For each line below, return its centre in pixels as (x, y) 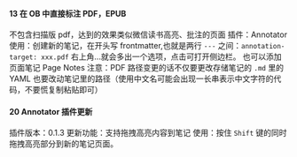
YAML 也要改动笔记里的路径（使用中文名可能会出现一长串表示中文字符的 (141, 78)
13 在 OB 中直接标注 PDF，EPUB (68, 13)
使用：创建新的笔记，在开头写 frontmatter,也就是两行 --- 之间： (125, 46)
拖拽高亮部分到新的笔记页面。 (63, 144)
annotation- (263, 47)
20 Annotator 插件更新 (51, 111)
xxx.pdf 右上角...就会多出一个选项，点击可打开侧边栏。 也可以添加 (161, 56)
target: (23, 57)
